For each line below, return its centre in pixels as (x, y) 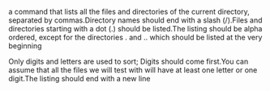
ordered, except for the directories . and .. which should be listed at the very (135, 37)
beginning (25, 46)
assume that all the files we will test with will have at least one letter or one (133, 70)
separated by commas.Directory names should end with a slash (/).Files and (135, 20)
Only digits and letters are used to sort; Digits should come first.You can (129, 61)
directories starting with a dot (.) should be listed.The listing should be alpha (135, 29)
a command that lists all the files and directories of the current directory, (129, 12)
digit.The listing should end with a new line (79, 79)
